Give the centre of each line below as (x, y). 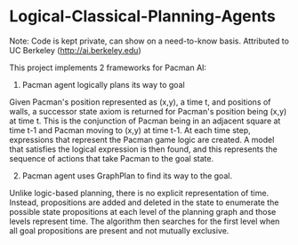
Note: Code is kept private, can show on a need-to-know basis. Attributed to (149, 41)
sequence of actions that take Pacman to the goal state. (112, 158)
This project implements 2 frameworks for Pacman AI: (108, 67)
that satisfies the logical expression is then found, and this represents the (144, 149)
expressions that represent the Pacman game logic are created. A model (142, 139)
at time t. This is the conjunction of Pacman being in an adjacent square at (145, 121)
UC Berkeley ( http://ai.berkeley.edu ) (75, 50)
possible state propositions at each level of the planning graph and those (143, 211)
